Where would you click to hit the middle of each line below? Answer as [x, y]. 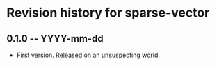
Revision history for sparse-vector [108, 13]
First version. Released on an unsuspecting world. [88, 55]
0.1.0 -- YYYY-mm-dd [55, 39]
